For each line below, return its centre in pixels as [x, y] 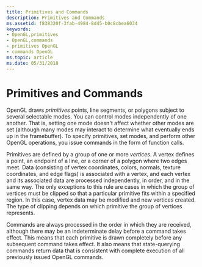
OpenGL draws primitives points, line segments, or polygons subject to [96, 110]
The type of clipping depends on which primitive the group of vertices [94, 207]
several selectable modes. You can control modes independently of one [97, 117]
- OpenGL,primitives [33, 35]
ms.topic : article [30, 57]
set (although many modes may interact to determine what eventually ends [100, 130]
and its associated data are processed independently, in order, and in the [98, 180]
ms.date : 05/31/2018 [33, 63]
